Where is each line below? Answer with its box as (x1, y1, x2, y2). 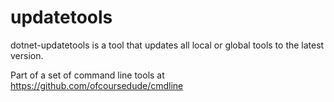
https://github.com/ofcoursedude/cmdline (10, 79, 184, 91)
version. (10, 49, 44, 61)
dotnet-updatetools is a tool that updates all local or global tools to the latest (10, 39, 325, 51)
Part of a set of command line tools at (10, 69, 165, 81)
